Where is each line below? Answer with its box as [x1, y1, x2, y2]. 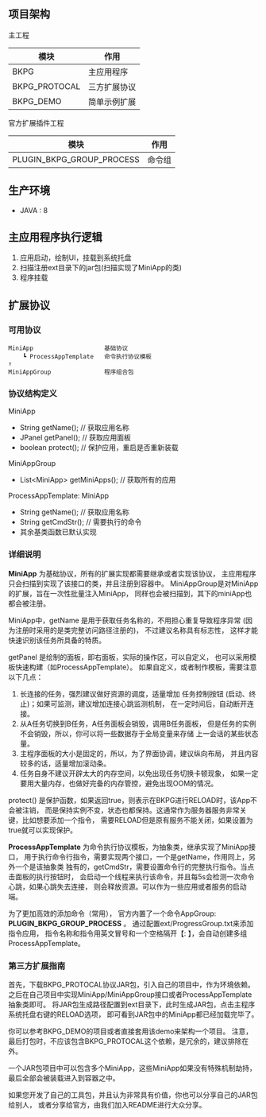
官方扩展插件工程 [8, 118, 64, 127]
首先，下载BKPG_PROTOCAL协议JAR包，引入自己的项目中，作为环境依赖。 [8, 980, 256, 990]
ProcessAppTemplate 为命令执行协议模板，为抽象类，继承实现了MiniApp [8, 842, 249, 851]
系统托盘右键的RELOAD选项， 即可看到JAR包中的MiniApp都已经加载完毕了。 [8, 1010, 259, 1019]
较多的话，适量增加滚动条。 [19, 758, 111, 768]
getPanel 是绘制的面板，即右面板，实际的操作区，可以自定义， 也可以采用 [8, 652, 250, 661]
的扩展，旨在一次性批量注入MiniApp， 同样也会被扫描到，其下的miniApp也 [8, 588, 253, 598]
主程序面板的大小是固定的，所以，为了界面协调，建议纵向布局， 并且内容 [19, 748, 259, 758]
